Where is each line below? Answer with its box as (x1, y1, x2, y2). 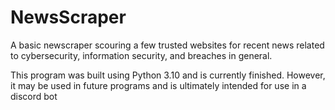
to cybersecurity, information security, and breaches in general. (10, 49, 273, 61)
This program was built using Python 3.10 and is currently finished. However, (10, 69, 326, 81)
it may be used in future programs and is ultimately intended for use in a (10, 79, 307, 91)
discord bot (10, 90, 58, 102)
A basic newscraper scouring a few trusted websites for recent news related (10, 39, 325, 51)
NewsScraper (10, 6, 127, 29)
